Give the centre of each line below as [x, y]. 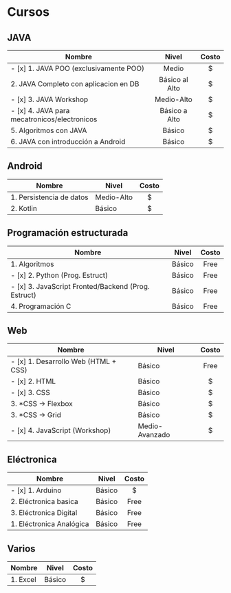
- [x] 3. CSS [30, 392]
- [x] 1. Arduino [36, 490]
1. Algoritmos [32, 264]
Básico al [174, 80]
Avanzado [154, 435]
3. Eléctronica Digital [44, 513]
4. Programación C [41, 306]
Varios [21, 549]
